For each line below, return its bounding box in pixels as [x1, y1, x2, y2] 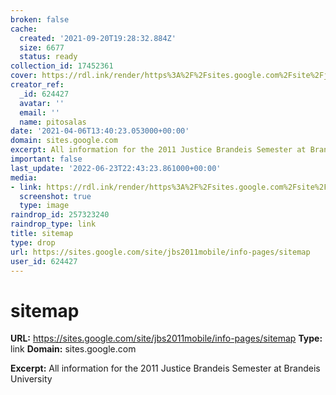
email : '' [19, 107, 60, 118]
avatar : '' [19, 98, 65, 108]
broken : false [10, 14, 70, 25]
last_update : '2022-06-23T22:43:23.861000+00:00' [10, 163, 222, 173]
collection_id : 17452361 [10, 61, 114, 71]
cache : [10, 24, 38, 34]
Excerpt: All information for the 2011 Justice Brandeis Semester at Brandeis [10, 362, 321, 375]
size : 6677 [19, 42, 65, 53]
